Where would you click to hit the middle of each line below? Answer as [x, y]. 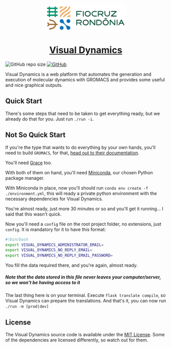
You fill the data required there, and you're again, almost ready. [71, 265]
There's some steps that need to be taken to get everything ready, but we [83, 113]
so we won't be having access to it [43, 282]
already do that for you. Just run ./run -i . [50, 119]
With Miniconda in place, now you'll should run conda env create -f [77, 188]
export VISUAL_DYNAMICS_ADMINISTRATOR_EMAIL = [54, 245]
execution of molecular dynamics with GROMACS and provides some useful [85, 80]
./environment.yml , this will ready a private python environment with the [81, 193]
